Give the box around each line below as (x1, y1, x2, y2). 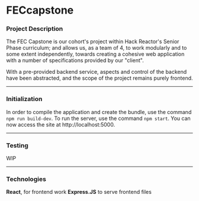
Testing (6, 141, 28, 150)
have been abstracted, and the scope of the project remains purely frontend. (6, 74, 194, 82)
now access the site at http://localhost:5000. (6, 121, 115, 128)
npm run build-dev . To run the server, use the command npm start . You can (6, 115, 191, 122)
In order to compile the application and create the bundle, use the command (6, 108, 192, 115)
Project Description (6, 25, 63, 33)
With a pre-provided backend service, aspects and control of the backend (6, 69, 187, 76)
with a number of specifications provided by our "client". (6, 57, 144, 64)
